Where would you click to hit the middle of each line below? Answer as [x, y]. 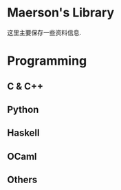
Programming [47, 61]
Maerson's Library [61, 13]
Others [22, 180]
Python [23, 109]
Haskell [23, 133]
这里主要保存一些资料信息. [44, 32]
